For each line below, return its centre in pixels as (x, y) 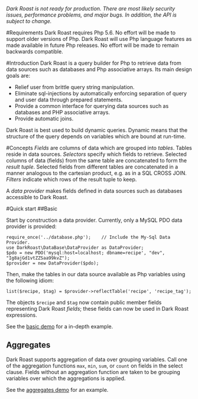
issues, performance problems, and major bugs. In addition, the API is (92, 15)
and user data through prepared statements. (69, 100)
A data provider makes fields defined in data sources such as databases (94, 191)
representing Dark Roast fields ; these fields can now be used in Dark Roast (98, 309)
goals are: (18, 76)
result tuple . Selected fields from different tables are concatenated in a (92, 167)
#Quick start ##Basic (32, 209)
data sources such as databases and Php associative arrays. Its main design (99, 69)
